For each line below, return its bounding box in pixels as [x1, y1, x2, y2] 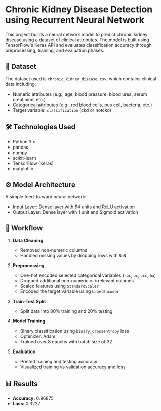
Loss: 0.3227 [12, 401, 41, 406]
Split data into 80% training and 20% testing [20, 308, 113, 314]
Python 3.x [12, 138, 35, 144]
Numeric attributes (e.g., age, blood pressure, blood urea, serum [12, 91, 148, 97]
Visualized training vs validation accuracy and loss [20, 364, 126, 370]
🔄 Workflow [5, 224, 43, 232]
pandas [12, 144, 29, 150]
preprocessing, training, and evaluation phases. [5, 47, 105, 53]
